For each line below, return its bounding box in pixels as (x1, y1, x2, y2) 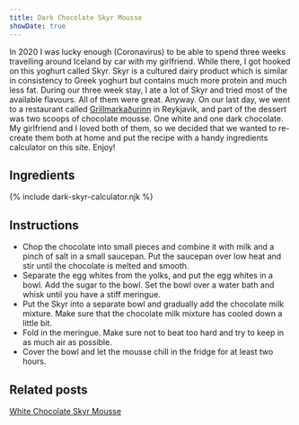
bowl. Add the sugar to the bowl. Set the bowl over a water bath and (22, 279, 275, 290)
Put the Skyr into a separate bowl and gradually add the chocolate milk (22, 298, 285, 310)
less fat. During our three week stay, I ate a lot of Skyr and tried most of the (9, 84, 287, 95)
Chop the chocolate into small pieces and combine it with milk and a (22, 242, 275, 252)
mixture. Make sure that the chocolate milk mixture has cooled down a (22, 308, 283, 319)
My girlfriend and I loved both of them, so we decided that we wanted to (9, 122, 277, 133)
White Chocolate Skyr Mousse (9, 405, 122, 416)
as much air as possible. (22, 337, 112, 348)
